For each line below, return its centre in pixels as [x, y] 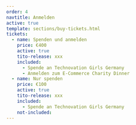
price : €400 [32, 46]
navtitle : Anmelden [31, 17]
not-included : [34, 112]
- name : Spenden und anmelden [49, 40]
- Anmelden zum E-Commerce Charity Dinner [76, 73]
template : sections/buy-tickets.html [53, 29]
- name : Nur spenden [37, 79]
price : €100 [32, 85]
